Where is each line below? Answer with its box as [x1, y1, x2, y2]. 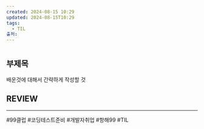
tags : [6, 20, 20, 26]
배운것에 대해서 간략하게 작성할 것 [6, 76, 86, 83]
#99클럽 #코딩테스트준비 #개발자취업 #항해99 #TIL [6, 116, 129, 124]
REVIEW [6, 94, 38, 104]
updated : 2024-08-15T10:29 [6, 14, 75, 20]
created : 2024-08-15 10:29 [6, 8, 75, 15]
